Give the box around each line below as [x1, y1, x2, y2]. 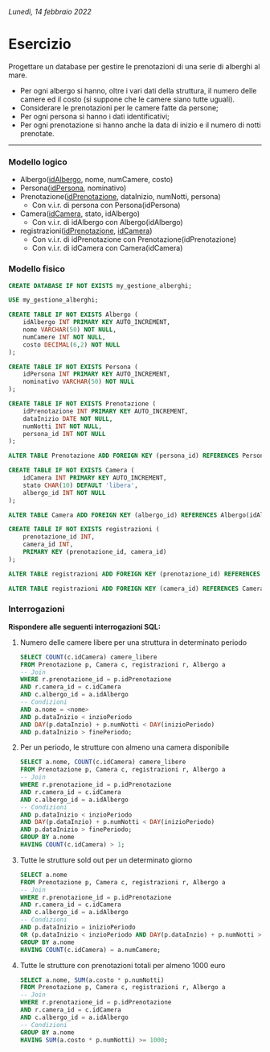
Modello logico [8, 156, 67, 168]
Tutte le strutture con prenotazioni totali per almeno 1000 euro [19, 960, 226, 970]
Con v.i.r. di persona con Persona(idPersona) [31, 201, 181, 210]
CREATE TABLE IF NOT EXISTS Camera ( [8, 467, 135, 475]
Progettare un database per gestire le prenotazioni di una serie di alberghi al [8, 61, 260, 71]
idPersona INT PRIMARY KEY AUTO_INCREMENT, [22, 370, 171, 378]
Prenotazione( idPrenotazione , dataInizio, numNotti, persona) [19, 192, 221, 202]
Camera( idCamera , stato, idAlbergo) [19, 209, 141, 218]
